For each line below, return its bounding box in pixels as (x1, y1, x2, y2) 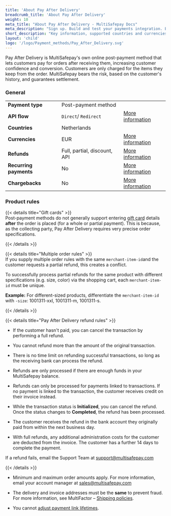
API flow (8, 113, 29, 120)
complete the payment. (12, 445, 62, 451)
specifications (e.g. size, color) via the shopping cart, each (5, 277, 129, 283)
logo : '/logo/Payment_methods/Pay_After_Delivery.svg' (5, 41, 124, 46)
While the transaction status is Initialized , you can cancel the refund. (12, 404, 157, 410)
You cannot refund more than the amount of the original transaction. (12, 342, 156, 349)
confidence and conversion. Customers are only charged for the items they (5, 65, 163, 71)
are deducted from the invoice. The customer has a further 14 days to (12, 440, 159, 446)
